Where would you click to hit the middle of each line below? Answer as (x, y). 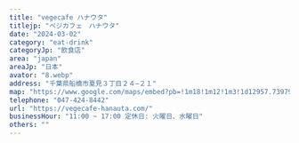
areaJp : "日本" (36, 68)
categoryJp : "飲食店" (47, 51)
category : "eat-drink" (51, 42)
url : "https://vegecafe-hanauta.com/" (81, 108)
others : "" (29, 125)
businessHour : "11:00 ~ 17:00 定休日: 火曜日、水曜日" (106, 116)
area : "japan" (36, 59)
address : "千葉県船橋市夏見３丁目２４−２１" (83, 83)
